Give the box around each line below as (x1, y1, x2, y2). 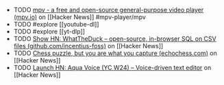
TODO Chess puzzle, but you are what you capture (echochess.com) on (13, 49, 217, 57)
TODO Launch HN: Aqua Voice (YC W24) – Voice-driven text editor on (13, 64, 212, 71)
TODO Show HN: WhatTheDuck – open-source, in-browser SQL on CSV (13, 35, 217, 43)
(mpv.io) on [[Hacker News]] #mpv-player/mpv (13, 13, 146, 21)
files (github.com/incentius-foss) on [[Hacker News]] (13, 42, 164, 50)
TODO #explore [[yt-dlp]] (13, 27, 86, 35)
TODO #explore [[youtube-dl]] (13, 20, 99, 28)
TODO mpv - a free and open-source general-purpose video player (13, 6, 204, 14)
